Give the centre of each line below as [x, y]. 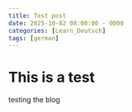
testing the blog [34, 100]
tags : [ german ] [34, 38]
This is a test [52, 78]
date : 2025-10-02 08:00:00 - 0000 [66, 23]
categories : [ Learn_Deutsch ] [57, 30]
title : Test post [37, 16]
